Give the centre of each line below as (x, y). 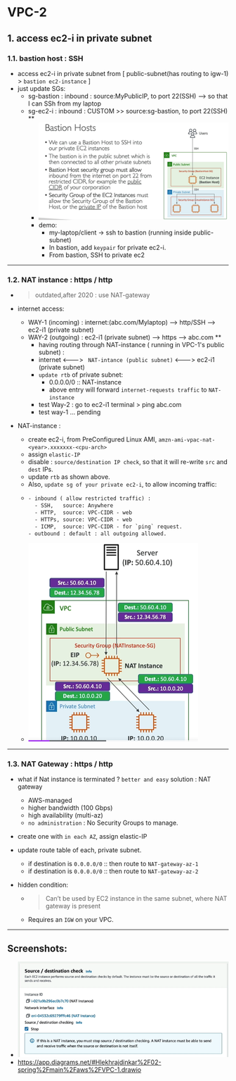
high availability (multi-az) (65, 816)
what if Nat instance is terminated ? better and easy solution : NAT (114, 780)
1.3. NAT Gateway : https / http (60, 763)
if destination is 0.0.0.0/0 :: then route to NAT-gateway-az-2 (113, 871)
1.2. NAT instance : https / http (60, 280)
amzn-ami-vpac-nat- (187, 440)
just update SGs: (41, 88)
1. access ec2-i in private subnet (80, 38)
